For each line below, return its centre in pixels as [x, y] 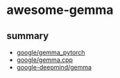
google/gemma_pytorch [51, 52]
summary [28, 36]
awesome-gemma [60, 10]
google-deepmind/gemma [54, 67]
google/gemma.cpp [45, 60]
